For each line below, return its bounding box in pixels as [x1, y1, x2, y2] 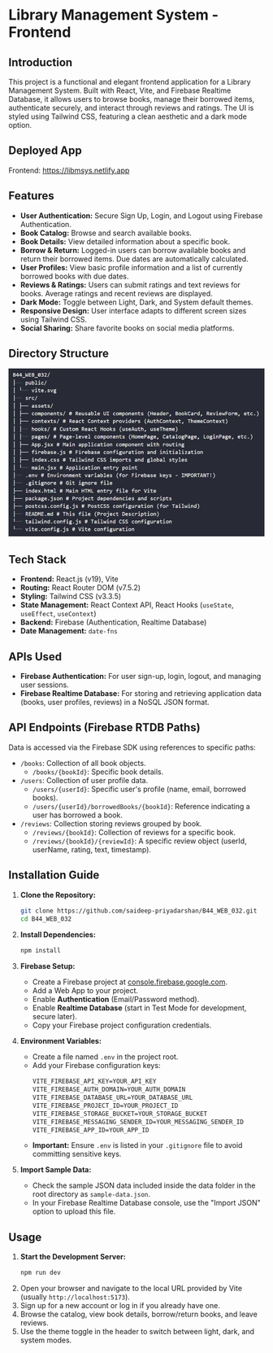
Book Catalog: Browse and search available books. [19, 228, 193, 238]
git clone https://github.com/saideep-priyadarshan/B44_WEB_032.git [19, 906, 258, 915]
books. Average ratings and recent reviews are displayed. [19, 288, 213, 298]
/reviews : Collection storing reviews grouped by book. [19, 818, 202, 828]
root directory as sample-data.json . [32, 1189, 151, 1199]
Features [8, 189, 54, 203]
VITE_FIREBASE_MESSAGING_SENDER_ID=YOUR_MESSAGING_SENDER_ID [32, 1118, 244, 1127]
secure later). [32, 1012, 77, 1022]
